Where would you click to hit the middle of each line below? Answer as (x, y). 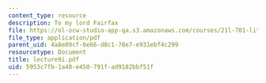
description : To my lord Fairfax (63, 23)
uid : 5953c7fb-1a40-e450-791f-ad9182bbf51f (81, 67)
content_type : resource (47, 15)
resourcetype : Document (47, 52)
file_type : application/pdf (55, 38)
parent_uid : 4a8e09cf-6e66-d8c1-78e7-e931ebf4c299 (93, 45)
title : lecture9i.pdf (44, 60)
